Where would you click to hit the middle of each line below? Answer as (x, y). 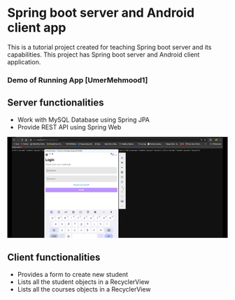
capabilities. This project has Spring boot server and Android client (104, 55)
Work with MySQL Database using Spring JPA (84, 120)
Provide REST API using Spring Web (69, 127)
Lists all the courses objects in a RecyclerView (84, 289)
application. (24, 62)
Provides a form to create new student (72, 274)
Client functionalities (54, 258)
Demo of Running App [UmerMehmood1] (78, 80)
